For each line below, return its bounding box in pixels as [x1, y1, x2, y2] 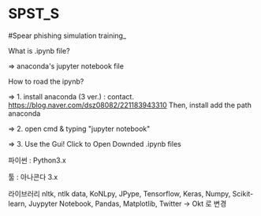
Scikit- [232, 188, 254, 198]
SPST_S [8, 5, 60, 23]
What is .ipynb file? [8, 46, 70, 55]
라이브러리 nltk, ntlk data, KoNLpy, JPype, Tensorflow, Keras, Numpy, [8, 188, 231, 198]
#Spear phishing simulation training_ [8, 31, 127, 40]
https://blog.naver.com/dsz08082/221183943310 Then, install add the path [8, 100, 252, 110]
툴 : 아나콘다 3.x [8, 172, 58, 181]
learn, [8, 199, 28, 208]
